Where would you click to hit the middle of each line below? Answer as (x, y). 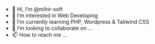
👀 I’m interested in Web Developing (55, 15)
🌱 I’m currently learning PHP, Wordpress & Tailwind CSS (80, 22)
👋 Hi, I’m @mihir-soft (37, 9)
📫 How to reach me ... (39, 35)
